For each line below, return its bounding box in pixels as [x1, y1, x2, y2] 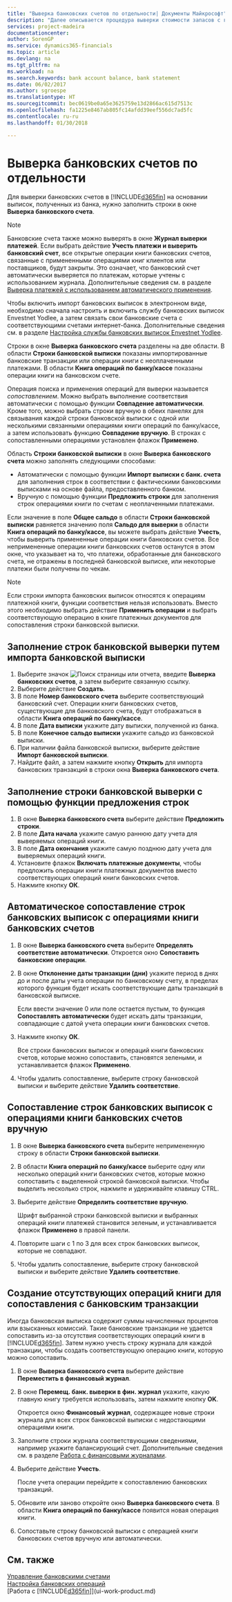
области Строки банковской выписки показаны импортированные [7, 349, 208, 358]
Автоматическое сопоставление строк [7, 901, 186, 913]
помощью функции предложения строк [7, 796, 190, 808]
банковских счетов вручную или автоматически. [17, 1534, 162, 1543]
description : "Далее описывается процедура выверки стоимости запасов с [7, 17, 221, 24]
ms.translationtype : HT [7, 94, 76, 101]
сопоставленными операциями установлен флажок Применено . [7, 436, 199, 445]
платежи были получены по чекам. [7, 564, 110, 573]
